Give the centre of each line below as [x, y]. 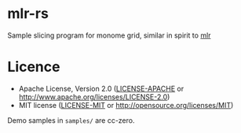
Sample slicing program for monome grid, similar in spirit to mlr [109, 35]
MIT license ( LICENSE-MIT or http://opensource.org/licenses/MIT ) [126, 105]
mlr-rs [28, 14]
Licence [34, 67]
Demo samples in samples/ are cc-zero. [71, 120]
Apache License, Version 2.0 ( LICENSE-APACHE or [101, 88]
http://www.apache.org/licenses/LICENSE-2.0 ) [94, 97]
